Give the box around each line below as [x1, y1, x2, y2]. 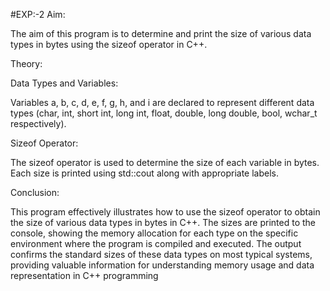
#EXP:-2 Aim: [10, 9, 66, 20]
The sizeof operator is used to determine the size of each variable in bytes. [10, 157, 320, 168]
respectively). [10, 118, 67, 129]
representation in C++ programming [10, 270, 159, 281]
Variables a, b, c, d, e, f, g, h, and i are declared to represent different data [10, 97, 315, 108]
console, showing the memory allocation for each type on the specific [10, 227, 299, 239]
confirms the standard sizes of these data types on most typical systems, [10, 249, 313, 260]
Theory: [10, 58, 43, 69]
